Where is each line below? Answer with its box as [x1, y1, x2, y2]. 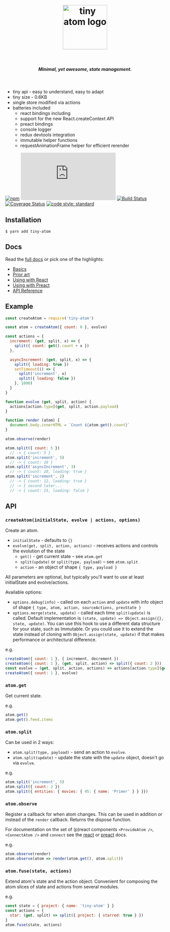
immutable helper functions [20, 137, 77, 143]
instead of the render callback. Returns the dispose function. [5, 816, 132, 823]
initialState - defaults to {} [12, 537, 73, 543]
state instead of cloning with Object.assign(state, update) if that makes [12, 631, 164, 638]
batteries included [12, 105, 51, 111]
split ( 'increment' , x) [18, 371, 67, 377]
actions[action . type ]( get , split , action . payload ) [10, 404, 119, 409]
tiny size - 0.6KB [12, 94, 47, 100]
